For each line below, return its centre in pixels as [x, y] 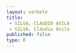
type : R [16, 40]
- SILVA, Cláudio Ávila [39, 29]
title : [15, 18]
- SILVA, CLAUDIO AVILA [39, 23]
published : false [28, 35]
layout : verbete [27, 12]
